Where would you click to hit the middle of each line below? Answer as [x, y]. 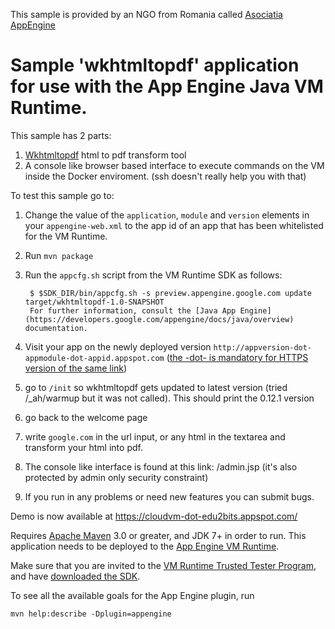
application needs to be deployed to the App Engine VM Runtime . [145, 546]
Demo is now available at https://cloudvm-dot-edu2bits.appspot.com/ [154, 516]
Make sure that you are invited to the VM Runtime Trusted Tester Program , [163, 565]
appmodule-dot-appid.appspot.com [94, 358]
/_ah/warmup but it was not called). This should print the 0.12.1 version [169, 398]
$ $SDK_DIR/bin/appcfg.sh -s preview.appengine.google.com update [170, 293]
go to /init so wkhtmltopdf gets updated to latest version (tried [156, 387]
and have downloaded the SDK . [75, 576]
